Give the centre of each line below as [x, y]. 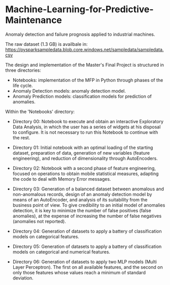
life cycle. [23, 85]
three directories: [23, 70]
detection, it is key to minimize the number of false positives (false [82, 210]
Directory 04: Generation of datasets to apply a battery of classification [87, 231]
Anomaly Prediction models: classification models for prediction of [82, 96]
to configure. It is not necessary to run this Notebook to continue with [85, 132]
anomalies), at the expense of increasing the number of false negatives [87, 216]
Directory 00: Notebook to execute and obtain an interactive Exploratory [88, 121]
